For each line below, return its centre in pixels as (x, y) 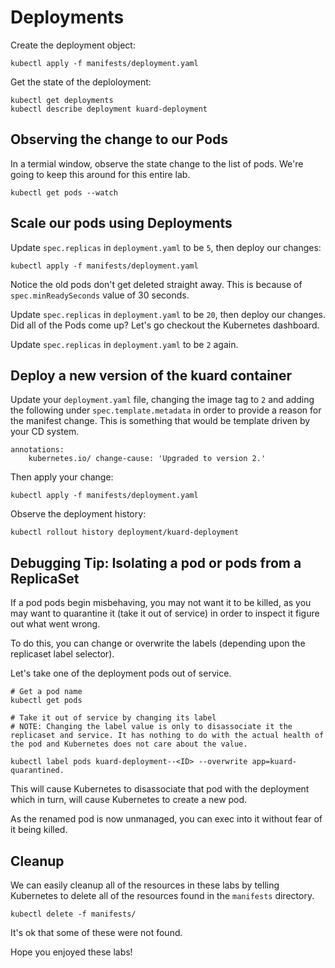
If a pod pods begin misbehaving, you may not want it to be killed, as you (161, 603)
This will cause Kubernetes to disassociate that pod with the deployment (160, 789)
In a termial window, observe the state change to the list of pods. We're (157, 163)
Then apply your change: (62, 477)
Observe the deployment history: (78, 514)
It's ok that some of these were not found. (96, 932)
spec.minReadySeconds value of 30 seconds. (100, 295)
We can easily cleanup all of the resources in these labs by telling (145, 885)
